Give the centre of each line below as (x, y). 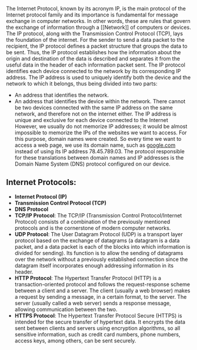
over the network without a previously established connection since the (101, 259)
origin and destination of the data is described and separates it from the (93, 59)
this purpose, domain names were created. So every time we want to (98, 139)
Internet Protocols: (41, 182)
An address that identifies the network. (62, 95)
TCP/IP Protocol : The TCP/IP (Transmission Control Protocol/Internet (98, 215)
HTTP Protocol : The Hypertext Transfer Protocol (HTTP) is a (88, 278)
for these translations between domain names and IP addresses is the (99, 158)
